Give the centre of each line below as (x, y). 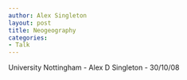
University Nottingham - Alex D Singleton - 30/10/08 (94, 67)
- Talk (19, 45)
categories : (28, 38)
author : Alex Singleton (48, 15)
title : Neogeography (43, 30)
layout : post (30, 23)
